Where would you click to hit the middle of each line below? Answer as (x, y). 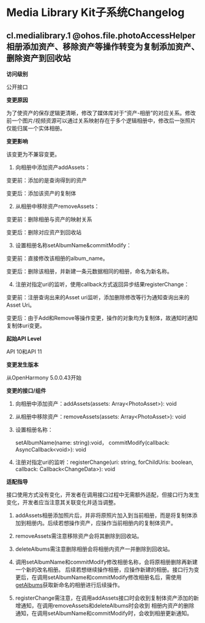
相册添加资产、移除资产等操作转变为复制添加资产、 (103, 47)
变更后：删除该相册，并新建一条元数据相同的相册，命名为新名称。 (89, 271)
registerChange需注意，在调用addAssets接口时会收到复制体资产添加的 (104, 598)
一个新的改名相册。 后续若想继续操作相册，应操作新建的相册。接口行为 (104, 569)
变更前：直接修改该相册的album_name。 (57, 258)
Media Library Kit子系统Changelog (95, 13)
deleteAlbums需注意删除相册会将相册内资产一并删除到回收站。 (94, 549)
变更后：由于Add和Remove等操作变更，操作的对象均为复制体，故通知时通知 (102, 318)
